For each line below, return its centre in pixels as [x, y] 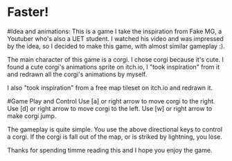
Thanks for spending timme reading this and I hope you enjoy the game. [110, 150]
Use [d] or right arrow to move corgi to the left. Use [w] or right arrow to [110, 108]
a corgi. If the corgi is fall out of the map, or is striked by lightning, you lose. [115, 137]
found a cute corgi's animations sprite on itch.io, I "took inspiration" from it [114, 67]
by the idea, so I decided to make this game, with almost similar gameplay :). [116, 46]
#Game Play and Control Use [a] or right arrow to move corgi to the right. [111, 101]
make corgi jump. [32, 116]
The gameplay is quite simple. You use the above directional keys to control [115, 129]
